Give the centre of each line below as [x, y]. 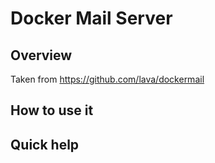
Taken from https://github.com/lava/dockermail [107, 79]
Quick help [45, 144]
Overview [41, 55]
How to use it [52, 110]
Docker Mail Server [91, 18]
